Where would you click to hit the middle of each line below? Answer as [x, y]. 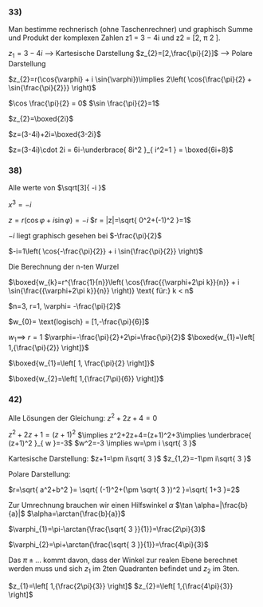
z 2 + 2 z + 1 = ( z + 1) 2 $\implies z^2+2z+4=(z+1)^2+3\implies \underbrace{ [130, 434]
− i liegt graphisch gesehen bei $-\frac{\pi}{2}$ [85, 236]
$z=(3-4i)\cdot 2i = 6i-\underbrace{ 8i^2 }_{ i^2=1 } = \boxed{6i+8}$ [121, 150]
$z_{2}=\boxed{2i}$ [41, 119]
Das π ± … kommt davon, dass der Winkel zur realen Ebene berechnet [123, 560]
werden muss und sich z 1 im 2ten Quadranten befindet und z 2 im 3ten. [124, 570]
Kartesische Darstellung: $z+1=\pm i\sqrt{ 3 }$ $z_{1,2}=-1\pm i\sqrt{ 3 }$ [130, 459]
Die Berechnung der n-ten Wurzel [64, 267]
